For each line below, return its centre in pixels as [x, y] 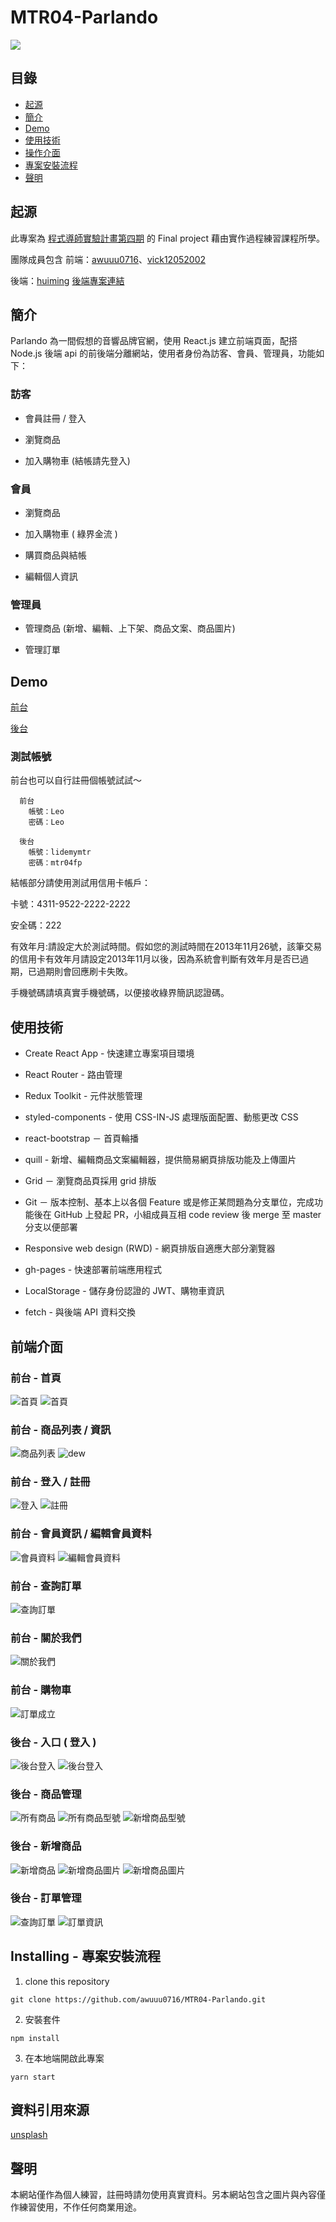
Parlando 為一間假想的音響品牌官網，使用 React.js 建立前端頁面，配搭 [154, 341]
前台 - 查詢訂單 [46, 1586]
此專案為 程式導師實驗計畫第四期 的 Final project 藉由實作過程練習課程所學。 [168, 238]
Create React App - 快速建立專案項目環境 [109, 1053]
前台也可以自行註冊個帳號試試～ [76, 780]
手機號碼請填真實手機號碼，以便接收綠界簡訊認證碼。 [120, 993]
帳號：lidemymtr [60, 852]
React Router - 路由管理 [73, 1075]
